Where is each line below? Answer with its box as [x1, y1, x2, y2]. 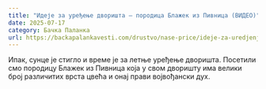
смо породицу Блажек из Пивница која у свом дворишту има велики [8, 64, 243, 73]
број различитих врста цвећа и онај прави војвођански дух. [8, 72, 211, 81]
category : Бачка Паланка [8, 26, 90, 34]
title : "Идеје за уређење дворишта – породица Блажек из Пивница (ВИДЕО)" [8, 11, 260, 20]
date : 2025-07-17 [8, 19, 66, 27]
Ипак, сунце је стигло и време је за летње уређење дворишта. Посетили [8, 55, 256, 65]
